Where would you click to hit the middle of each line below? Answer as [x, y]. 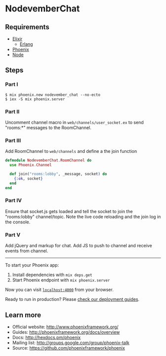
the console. [18, 222]
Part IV [14, 201]
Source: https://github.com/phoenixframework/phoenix [68, 348]
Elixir [17, 39]
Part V [13, 235]
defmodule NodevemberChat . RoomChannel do [48, 160]
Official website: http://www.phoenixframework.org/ [65, 327]
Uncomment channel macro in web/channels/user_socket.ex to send [75, 122]
